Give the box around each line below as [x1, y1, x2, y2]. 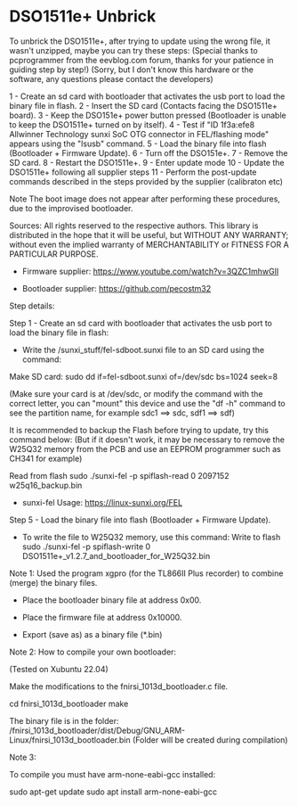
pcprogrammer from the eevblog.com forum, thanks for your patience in [9, 54, 274, 65]
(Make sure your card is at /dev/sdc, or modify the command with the [9, 388, 263, 399]
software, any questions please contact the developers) [9, 73, 213, 84]
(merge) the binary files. [9, 577, 98, 588]
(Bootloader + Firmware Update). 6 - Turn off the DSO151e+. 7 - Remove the [9, 147, 288, 158]
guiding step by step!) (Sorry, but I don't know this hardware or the [9, 64, 254, 75]
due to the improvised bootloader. [9, 202, 133, 213]
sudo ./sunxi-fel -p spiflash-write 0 [21, 541, 151, 552]
